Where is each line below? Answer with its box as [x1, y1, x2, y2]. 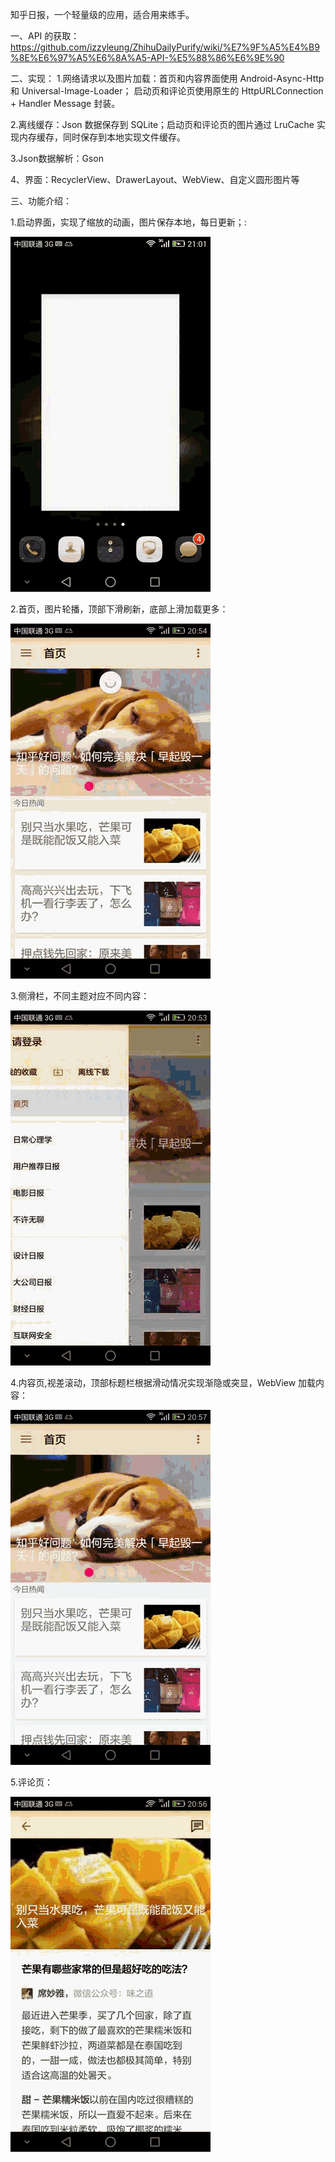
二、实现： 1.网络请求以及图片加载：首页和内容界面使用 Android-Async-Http [10, 73, 325, 84]
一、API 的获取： [10, 30, 80, 42]
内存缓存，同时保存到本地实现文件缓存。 [18, 131, 186, 143]
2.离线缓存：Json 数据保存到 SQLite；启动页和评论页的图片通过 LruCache [10, 119, 315, 130]
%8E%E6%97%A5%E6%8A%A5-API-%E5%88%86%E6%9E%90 [10, 52, 285, 63]
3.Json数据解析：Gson [10, 153, 104, 164]
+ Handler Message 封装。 [10, 98, 121, 109]
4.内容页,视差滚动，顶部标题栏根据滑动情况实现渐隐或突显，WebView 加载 [10, 1377, 317, 1388]
